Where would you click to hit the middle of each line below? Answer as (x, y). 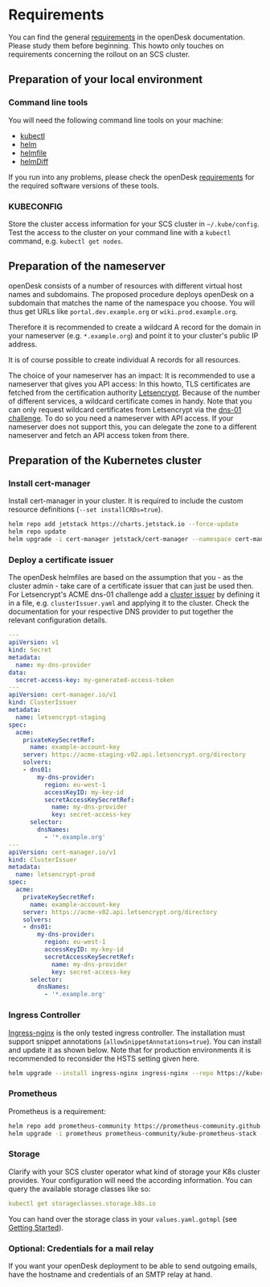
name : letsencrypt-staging (61, 717)
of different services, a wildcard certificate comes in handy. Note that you (130, 401)
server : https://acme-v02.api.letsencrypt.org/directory (120, 912)
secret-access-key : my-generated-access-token (95, 680)
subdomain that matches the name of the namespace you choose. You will (132, 303)
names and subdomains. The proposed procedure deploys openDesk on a (131, 294)
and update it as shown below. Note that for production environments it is (130, 1049)
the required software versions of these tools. (84, 185)
